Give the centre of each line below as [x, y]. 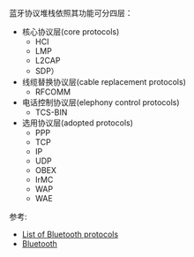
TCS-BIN [51, 112]
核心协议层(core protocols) [71, 32]
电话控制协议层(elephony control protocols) [101, 102]
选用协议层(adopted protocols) [78, 123]
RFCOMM [53, 92]
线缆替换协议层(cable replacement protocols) [104, 82]
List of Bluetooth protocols [70, 234]
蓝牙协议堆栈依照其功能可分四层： [71, 13]
